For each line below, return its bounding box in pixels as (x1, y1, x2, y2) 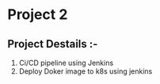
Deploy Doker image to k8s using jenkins (18, 67, 153, 76)
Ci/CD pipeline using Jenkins (18, 58, 114, 67)
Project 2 (7, 6, 68, 24)
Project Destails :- (7, 37, 98, 51)
